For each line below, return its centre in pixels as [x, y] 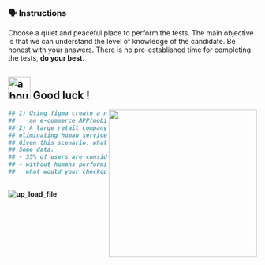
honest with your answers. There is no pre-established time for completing [129, 50]
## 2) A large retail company [58, 128]
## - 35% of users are [45, 157]
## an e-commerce [42, 120]
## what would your [44, 172]
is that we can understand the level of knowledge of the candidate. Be [122, 42]
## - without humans [42, 164]
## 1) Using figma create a [54, 113]
